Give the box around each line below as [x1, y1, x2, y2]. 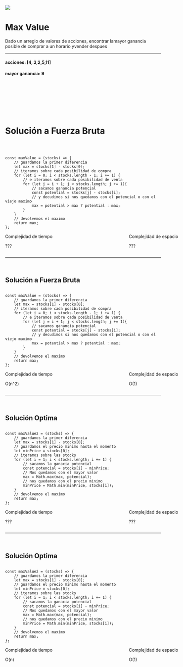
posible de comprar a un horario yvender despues [5, 43, 107, 49]
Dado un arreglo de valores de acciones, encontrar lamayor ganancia [5, 38, 146, 44]
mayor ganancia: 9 [5, 71, 45, 77]
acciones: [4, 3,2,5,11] [5, 59, 51, 65]
